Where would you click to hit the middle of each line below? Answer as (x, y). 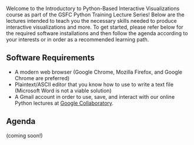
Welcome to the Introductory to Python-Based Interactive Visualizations (93, 8)
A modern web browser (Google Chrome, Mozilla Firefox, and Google (98, 72)
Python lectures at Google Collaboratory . (64, 103)
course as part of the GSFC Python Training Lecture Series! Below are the (96, 15)
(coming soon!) (24, 135)
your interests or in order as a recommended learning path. (78, 39)
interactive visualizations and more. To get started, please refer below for (95, 27)
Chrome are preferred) (42, 78)
